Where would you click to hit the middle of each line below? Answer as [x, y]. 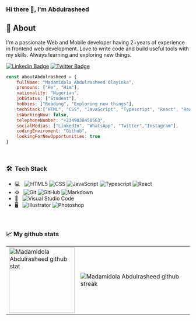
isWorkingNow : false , [43, 115]
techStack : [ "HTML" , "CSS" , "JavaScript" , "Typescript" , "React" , [98, 109]
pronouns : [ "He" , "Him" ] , [48, 88]
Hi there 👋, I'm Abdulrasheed [48, 9]
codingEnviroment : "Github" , [52, 131]
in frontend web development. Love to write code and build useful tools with [97, 49]
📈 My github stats [33, 234]
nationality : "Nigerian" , [48, 93]
